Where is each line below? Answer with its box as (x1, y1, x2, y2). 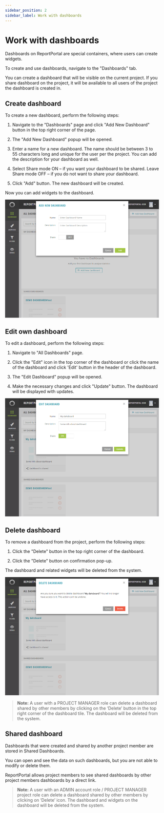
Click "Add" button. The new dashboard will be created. (12, 181, 124, 187)
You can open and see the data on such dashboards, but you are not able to (5, 757, 158, 763)
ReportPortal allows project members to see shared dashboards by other (5, 772, 151, 778)
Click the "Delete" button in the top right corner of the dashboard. (12, 548, 144, 554)
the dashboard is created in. (5, 85, 62, 91)
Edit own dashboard (5, 327, 67, 335)
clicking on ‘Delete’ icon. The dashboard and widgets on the (17, 797, 138, 803)
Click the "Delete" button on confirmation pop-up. (12, 558, 113, 563)
